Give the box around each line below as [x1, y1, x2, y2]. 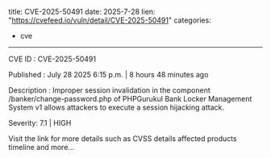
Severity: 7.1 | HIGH [8, 118, 72, 127]
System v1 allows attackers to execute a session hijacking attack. [8, 102, 224, 112]
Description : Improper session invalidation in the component [8, 85, 211, 95]
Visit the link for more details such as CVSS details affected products [8, 134, 237, 143]
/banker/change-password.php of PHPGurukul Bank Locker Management [8, 94, 252, 103]
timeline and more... [8, 143, 75, 152]
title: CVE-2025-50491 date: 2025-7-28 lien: [8, 7, 156, 16]
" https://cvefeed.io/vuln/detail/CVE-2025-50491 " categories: [8, 15, 211, 25]
